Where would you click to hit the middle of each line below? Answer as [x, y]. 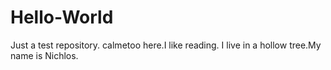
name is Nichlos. [44, 55]
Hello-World [62, 17]
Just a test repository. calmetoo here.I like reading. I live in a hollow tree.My [166, 45]
